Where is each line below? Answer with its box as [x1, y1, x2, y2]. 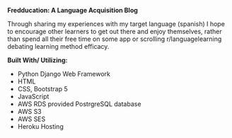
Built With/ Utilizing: [7, 56, 68, 64]
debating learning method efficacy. [7, 42, 110, 50]
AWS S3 [17, 108, 42, 115]
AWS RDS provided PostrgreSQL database [17, 100, 141, 108]
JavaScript [17, 92, 50, 100]
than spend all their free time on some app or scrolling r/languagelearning [7, 35, 222, 43]
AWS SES [17, 115, 46, 123]
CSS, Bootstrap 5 [17, 85, 69, 93]
